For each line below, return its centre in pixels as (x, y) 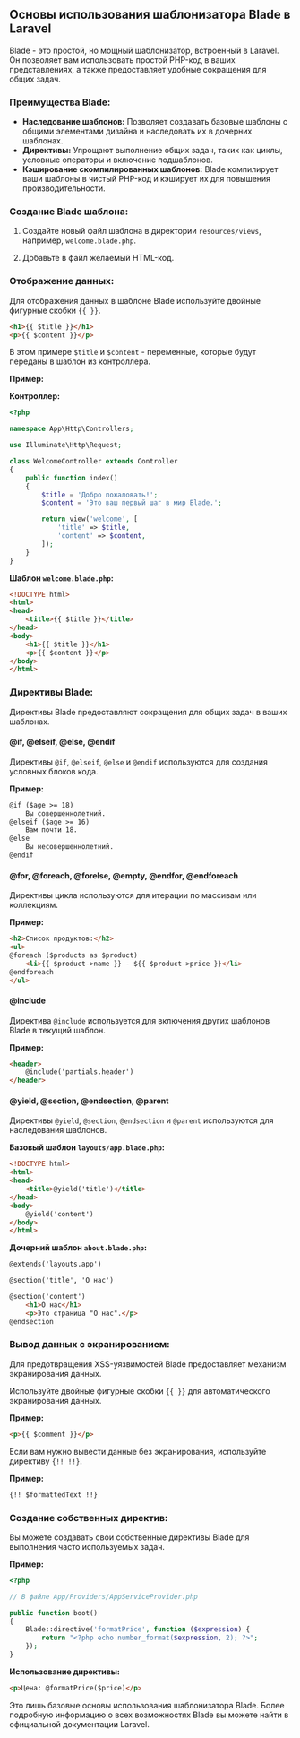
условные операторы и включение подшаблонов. (117, 160)
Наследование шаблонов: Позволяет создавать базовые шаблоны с (155, 122)
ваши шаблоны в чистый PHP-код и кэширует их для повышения (146, 179)
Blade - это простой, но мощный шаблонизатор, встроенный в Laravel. (144, 50)
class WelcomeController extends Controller (94, 462)
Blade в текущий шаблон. (57, 1030)
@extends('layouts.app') (56, 1264)
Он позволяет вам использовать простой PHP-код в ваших (122, 60)
